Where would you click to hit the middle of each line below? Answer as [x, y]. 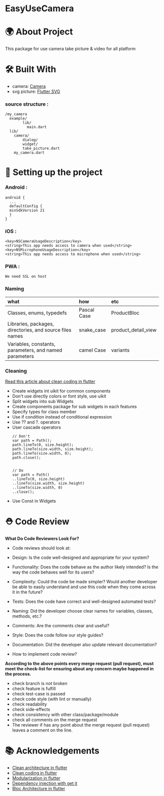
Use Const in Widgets [34, 501]
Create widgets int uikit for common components [61, 391]
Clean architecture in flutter [40, 768]
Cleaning [16, 371]
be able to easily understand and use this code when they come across [84, 587]
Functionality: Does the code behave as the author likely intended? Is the [85, 567]
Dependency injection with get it [45, 783]
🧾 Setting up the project [54, 172]
